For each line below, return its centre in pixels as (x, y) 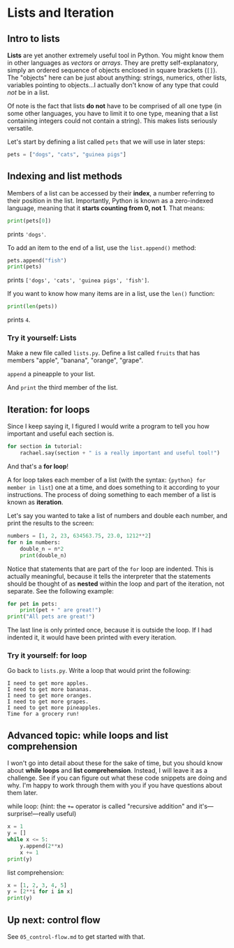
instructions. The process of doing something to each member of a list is (112, 495)
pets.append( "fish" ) (37, 260)
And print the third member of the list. (63, 387)
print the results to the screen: (51, 523)
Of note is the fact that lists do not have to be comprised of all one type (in (115, 106)
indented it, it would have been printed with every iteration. (92, 637)
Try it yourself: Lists (42, 338)
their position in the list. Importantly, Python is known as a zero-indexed (110, 200)
